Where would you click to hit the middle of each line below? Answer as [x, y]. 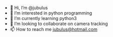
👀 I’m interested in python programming [51, 13]
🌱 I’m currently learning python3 [43, 18]
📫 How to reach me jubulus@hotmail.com [54, 29]
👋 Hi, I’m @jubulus [29, 8]
